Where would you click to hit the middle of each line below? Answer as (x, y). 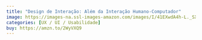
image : (14, 17)
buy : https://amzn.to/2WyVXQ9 (44, 28)
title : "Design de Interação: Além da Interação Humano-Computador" (94, 11)
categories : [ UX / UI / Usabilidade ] (54, 22)
